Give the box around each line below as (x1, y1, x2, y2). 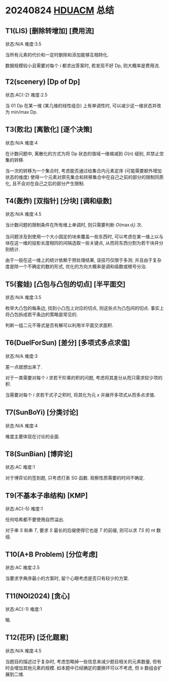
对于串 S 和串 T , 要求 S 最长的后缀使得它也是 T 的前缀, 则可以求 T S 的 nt (5, 527, 156, 533)
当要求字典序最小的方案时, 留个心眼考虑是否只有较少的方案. (5, 575, 129, 581)
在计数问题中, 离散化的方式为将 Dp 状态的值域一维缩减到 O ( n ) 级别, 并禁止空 (5, 151, 164, 157)
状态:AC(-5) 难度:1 (5, 506, 43, 512)
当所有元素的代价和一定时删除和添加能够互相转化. (5, 52, 109, 57)
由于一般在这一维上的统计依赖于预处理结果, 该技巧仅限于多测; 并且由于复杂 (5, 257, 162, 263)
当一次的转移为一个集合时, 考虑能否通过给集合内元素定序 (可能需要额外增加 (5, 167, 162, 173)
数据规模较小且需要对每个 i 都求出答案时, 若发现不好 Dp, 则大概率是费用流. (5, 63, 160, 69)
